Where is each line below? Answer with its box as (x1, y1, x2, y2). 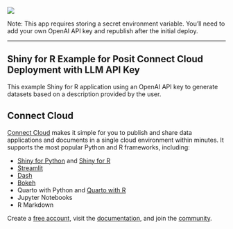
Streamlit (17, 163, 44, 172)
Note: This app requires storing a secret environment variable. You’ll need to (7, 19, 225, 28)
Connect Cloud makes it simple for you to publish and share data (7, 128, 193, 136)
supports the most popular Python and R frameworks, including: (7, 143, 191, 152)
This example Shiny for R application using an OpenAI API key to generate (7, 82, 218, 91)
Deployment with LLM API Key (7, 64, 140, 76)
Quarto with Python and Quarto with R (17, 185, 126, 194)
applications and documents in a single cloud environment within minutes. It (7, 136, 224, 144)
